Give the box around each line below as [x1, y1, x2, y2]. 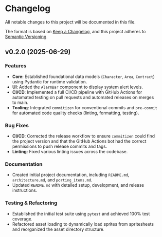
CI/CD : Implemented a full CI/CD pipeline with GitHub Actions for [12, 89, 143, 95]
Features [5, 62, 27, 69]
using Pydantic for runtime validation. [12, 79, 87, 84]
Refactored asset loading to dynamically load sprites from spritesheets [12, 221, 154, 227]
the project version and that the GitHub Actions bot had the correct [12, 138, 147, 144]
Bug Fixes [5, 122, 29, 129]
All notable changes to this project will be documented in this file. [5, 19, 136, 25]
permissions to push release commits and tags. [12, 143, 107, 149]
